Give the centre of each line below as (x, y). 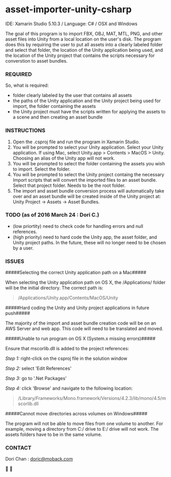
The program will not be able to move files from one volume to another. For (84, 424)
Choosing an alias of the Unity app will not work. (64, 158)
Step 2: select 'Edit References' (38, 369)
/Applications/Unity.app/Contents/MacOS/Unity (68, 298)
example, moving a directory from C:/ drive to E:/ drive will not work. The (82, 429)
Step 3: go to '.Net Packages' (36, 378)
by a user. (23, 248)
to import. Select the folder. (41, 169)
